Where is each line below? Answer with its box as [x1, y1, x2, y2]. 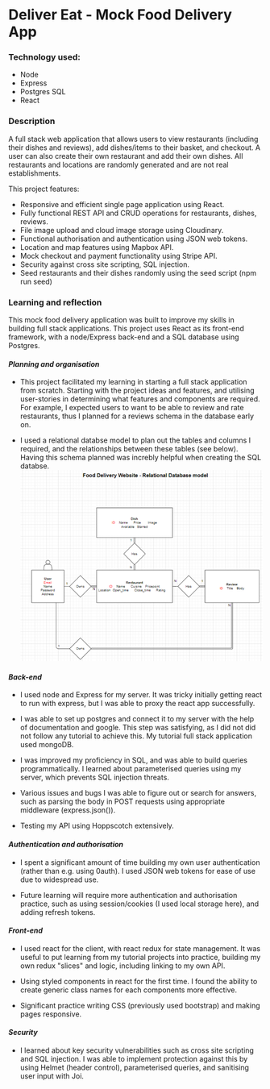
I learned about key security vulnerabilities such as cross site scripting [19, 1045, 254, 1055]
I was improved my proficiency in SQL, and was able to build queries [19, 755, 248, 765]
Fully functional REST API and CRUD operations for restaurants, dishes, [19, 208, 257, 218]
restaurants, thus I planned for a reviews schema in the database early [19, 411, 255, 421]
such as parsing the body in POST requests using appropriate [19, 796, 226, 807]
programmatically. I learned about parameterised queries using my [19, 764, 242, 774]
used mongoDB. [19, 740, 74, 750]
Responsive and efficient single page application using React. [19, 199, 225, 209]
